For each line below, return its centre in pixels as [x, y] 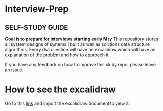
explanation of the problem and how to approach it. [57, 55]
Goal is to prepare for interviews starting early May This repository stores [82, 39]
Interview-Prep [37, 9]
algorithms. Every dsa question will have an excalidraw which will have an [80, 50]
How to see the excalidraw [61, 90]
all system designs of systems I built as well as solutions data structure [78, 44]
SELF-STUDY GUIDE [37, 27]
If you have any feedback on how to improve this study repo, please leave [81, 64]
